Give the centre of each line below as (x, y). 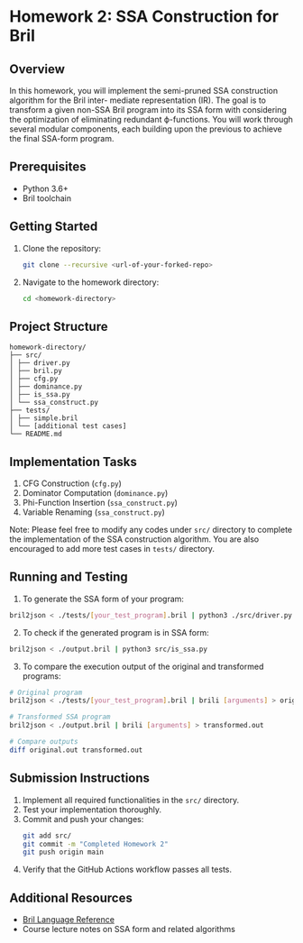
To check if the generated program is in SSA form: (115, 632)
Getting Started (54, 227)
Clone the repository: (62, 248)
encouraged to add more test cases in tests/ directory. (112, 549)
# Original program (46, 692)
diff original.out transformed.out (76, 750)
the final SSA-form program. (62, 138)
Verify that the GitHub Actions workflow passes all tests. (127, 870)
